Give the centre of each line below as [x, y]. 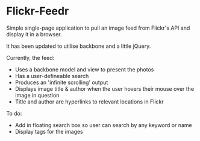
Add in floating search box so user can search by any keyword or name [103, 125]
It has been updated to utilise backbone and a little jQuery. [79, 46]
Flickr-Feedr [38, 11]
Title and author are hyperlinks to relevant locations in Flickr [89, 102]
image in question [37, 95]
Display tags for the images [49, 131]
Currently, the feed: [30, 57]
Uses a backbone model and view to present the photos [84, 69]
